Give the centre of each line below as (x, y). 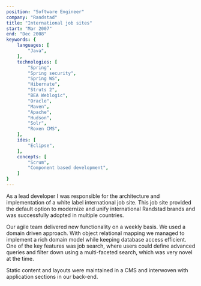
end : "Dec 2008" (26, 34)
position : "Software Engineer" (45, 12)
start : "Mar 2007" (29, 28)
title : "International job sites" (49, 23)
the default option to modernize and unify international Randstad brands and (101, 209)
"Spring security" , (52, 73)
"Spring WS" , (44, 79)
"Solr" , (37, 124)
